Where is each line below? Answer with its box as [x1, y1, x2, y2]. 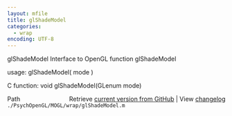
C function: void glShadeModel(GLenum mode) [7, 81, 142, 90]
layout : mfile [7, 10, 48, 17]
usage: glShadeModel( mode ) [7, 68, 93, 77]
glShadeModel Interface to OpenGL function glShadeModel [7, 55, 177, 63]
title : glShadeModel [7, 17, 67, 23]
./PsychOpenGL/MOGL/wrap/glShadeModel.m [7, 102, 126, 109]
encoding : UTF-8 [7, 36, 54, 43]
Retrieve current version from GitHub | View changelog [69, 95, 226, 104]
